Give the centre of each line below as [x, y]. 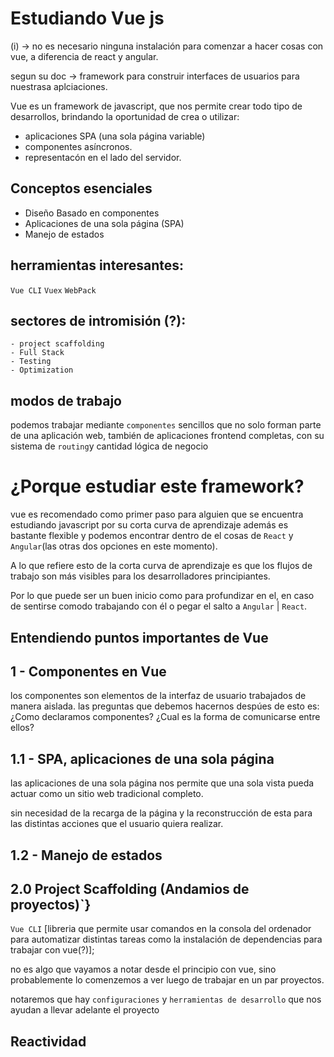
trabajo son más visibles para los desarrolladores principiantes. [140, 576]
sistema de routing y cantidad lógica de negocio [109, 446]
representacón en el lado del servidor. [103, 157]
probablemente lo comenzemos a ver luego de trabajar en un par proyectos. [167, 980]
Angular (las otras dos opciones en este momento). [114, 546]
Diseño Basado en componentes [92, 213]
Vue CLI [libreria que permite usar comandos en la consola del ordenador [161, 929]
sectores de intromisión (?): [98, 320]
